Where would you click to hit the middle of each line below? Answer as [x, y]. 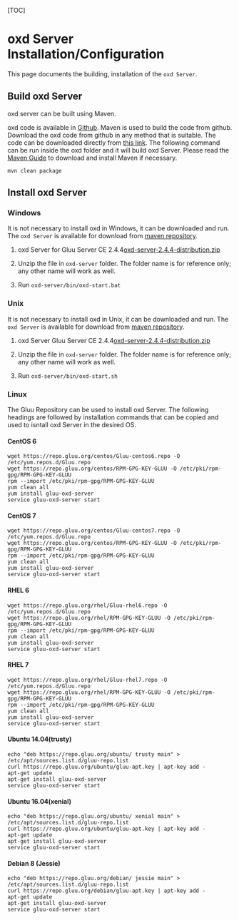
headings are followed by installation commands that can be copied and [113, 417]
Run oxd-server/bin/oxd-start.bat [69, 285]
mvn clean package [35, 170]
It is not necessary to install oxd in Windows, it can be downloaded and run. [118, 228]
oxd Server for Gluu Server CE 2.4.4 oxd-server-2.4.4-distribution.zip [119, 250]
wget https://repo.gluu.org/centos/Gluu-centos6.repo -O [94, 456]
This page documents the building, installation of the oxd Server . [102, 73]
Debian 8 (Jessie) [34, 863]
